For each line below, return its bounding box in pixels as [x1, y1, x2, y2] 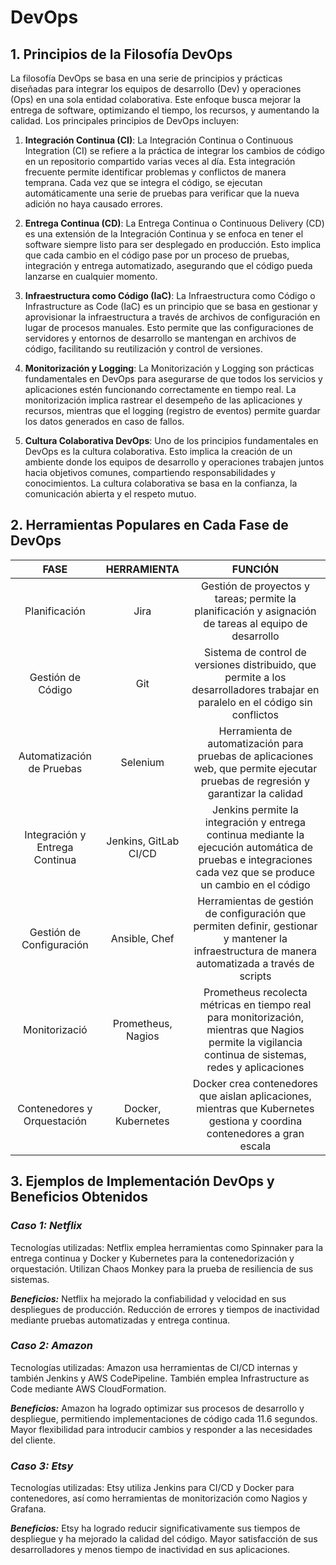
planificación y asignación [194, 604, 317, 618]
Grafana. [10, 1503, 47, 1515]
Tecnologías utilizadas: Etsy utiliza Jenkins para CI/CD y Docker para [10, 1482, 295, 1494]
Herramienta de [218, 724, 293, 738]
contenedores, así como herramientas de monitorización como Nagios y [10, 1492, 308, 1505]
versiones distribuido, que [194, 657, 317, 671]
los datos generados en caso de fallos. [24, 416, 185, 427]
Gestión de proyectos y [200, 579, 310, 593]
